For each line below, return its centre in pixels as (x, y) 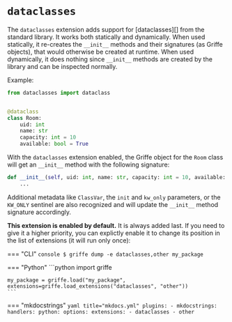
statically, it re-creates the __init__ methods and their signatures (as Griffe (115, 44)
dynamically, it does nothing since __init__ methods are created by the (110, 59)
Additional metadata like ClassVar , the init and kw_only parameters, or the (114, 197)
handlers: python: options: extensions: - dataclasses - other (101, 312)
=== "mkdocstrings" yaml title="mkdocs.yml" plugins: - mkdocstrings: (112, 305)
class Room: (24, 118)
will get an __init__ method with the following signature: (88, 164)
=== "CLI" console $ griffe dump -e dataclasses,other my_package (106, 254)
